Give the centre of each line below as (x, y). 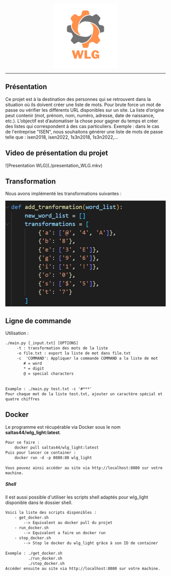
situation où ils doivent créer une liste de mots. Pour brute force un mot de (83, 104)
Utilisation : (17, 333)
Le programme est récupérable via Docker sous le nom (63, 427)
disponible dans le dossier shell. (39, 502)
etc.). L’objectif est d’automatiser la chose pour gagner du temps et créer (82, 121)
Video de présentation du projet (57, 153)
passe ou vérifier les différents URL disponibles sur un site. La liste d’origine (85, 110)
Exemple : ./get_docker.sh (34, 553)
